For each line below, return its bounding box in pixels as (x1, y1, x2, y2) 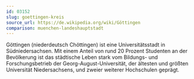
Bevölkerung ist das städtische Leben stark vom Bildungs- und (6, 54, 158, 61)
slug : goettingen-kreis (6, 14, 65, 20)
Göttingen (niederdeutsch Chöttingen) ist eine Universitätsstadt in (6, 41, 166, 48)
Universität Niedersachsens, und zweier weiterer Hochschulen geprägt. (6, 66, 179, 74)
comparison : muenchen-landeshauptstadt (6, 25, 104, 31)
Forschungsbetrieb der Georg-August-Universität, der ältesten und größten (6, 60, 189, 67)
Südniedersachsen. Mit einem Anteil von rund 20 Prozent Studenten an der (6, 48, 188, 55)
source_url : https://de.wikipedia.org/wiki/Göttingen (6, 19, 141, 25)
